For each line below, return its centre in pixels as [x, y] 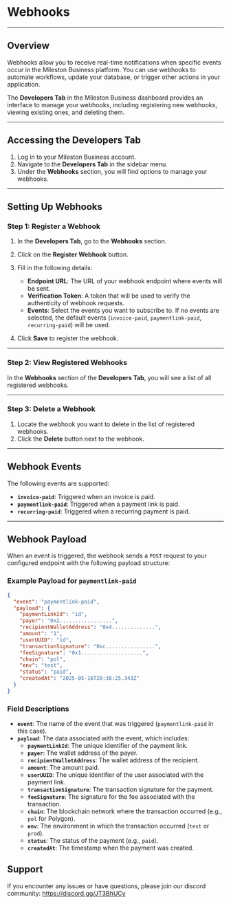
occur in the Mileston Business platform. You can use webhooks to [101, 69]
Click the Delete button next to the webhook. [80, 439]
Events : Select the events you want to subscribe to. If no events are [123, 311]
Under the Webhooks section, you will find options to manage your [112, 171]
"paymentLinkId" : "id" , [54, 615]
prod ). [36, 833]
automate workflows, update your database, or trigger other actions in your [114, 77]
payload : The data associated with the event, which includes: [103, 738]
